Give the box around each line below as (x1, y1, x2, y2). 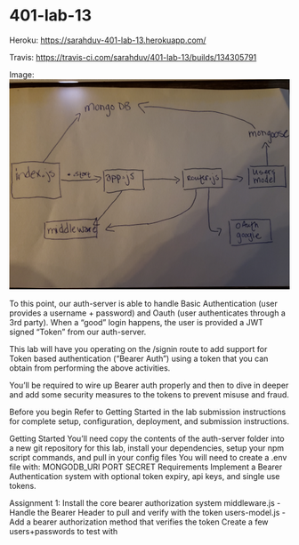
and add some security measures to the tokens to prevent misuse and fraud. (9, 389, 289, 400)
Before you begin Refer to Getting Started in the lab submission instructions (9, 406, 287, 417)
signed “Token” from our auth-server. (9, 326, 147, 337)
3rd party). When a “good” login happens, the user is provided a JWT (9, 317, 264, 327)
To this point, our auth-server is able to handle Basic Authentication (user (9, 298, 278, 309)
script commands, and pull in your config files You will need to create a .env (9, 452, 287, 462)
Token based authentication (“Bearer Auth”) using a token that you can (9, 353, 269, 364)
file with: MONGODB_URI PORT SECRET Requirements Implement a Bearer (9, 461, 283, 472)
